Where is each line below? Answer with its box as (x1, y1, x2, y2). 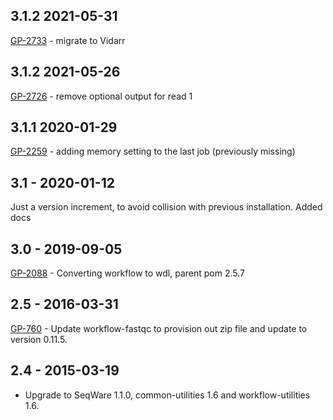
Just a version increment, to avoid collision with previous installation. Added (10, 201, 323, 213)
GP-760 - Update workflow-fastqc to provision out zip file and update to (10, 322, 308, 334)
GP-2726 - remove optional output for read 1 (10, 90, 193, 102)
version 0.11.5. (10, 333, 68, 345)
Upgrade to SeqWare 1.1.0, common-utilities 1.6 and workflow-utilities (24, 389, 311, 401)
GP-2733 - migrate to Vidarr (10, 34, 126, 46)
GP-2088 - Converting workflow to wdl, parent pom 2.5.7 (10, 267, 246, 279)
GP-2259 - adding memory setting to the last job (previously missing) (10, 145, 296, 158)
